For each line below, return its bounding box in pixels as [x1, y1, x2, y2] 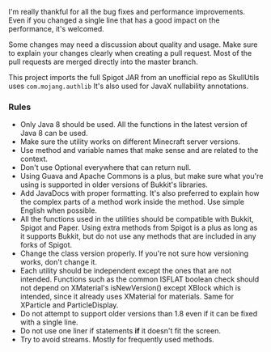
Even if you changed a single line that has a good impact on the [8, 15, 220, 25]
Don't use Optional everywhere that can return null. [19, 163, 192, 172]
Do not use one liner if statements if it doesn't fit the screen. [19, 326, 221, 336]
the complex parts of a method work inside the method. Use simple [19, 197, 245, 207]
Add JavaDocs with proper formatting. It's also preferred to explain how [19, 189, 260, 198]
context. [19, 154, 49, 164]
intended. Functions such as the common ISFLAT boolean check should [19, 274, 260, 284]
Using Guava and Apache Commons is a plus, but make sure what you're [19, 172, 264, 181]
